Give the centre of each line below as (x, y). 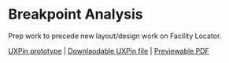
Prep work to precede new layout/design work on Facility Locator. (115, 36)
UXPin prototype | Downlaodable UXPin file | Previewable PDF (109, 51)
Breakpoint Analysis (76, 14)
